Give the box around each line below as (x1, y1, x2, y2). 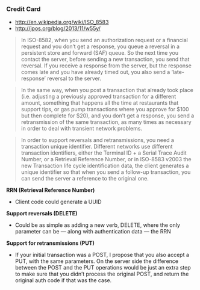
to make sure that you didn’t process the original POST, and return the (14, 270, 189, 278)
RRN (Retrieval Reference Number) (6, 187, 95, 194)
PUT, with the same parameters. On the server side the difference (14, 258, 179, 265)
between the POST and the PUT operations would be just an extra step (14, 264, 191, 271)
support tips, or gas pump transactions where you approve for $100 (20, 106, 189, 113)
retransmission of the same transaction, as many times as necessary (20, 119, 192, 126)
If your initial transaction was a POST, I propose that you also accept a (14, 251, 190, 259)
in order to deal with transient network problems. (20, 125, 143, 132)
